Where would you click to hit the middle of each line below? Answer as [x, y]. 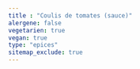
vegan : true [28, 38]
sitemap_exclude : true [45, 52]
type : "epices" [33, 45]
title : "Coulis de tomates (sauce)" [70, 15]
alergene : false [35, 23]
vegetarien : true [37, 30]
